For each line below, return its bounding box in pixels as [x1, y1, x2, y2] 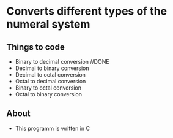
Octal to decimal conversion [15, 78, 86, 85]
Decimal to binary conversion [15, 64, 90, 72]
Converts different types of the [6, 4, 167, 18]
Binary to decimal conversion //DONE [15, 58, 109, 65]
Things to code [6, 42, 65, 52]
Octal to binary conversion [15, 91, 83, 98]
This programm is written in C [15, 125, 90, 132]
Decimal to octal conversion [15, 71, 86, 78]
